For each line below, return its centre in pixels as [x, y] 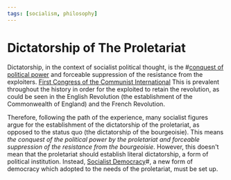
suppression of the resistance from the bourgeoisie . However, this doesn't [113, 147]
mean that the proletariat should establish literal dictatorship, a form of [108, 154]
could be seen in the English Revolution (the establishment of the [100, 96]
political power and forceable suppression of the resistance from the [105, 74]
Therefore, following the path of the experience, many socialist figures [108, 117]
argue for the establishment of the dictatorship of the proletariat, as [103, 125]
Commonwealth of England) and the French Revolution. [86, 104]
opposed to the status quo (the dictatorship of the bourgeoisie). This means [115, 132]
